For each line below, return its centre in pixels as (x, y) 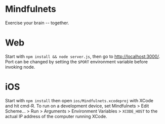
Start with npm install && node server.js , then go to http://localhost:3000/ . (83, 56)
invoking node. (20, 67)
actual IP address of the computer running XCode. (56, 116)
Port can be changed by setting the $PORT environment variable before (77, 62)
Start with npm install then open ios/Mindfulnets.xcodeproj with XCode (79, 100)
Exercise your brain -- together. (37, 23)
